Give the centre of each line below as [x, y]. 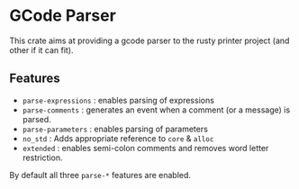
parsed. [36, 119]
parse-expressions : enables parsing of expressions [118, 100]
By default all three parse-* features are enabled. [100, 175]
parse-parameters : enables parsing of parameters [115, 129]
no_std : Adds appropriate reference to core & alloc [118, 138]
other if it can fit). [41, 49]
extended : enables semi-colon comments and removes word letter [145, 148]
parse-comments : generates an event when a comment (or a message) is [156, 110]
